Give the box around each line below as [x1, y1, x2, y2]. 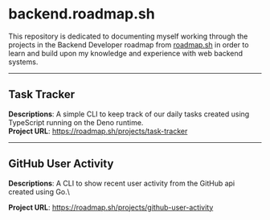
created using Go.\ [8, 186, 71, 197]
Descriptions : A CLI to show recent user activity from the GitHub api [8, 178, 235, 188]
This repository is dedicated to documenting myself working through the [8, 31, 248, 41]
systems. [8, 57, 39, 67]
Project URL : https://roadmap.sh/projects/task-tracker [8, 126, 188, 136]
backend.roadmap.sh [8, 5, 155, 23]
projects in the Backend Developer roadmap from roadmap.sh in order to [8, 39, 249, 49]
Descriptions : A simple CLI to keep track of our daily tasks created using [8, 109, 250, 119]
